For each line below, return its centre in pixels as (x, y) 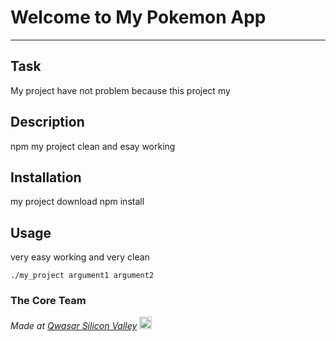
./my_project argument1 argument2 (82, 276)
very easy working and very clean (80, 257)
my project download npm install (77, 202)
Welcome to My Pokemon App (138, 17)
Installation (46, 177)
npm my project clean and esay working (93, 146)
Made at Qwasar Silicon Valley (74, 326)
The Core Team (48, 301)
